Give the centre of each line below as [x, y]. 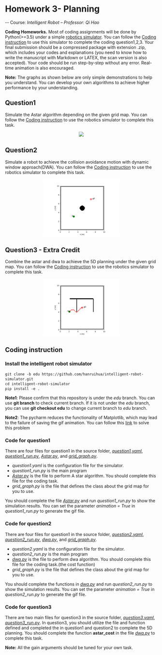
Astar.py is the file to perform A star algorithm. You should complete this [84, 476]
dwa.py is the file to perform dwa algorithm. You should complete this [81, 559]
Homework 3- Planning [52, 9]
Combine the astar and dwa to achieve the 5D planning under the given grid [81, 262]
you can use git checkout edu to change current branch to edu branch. [76, 408]
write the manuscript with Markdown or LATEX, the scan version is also [76, 57]
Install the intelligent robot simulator [49, 364]
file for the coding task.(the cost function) [53, 564]
